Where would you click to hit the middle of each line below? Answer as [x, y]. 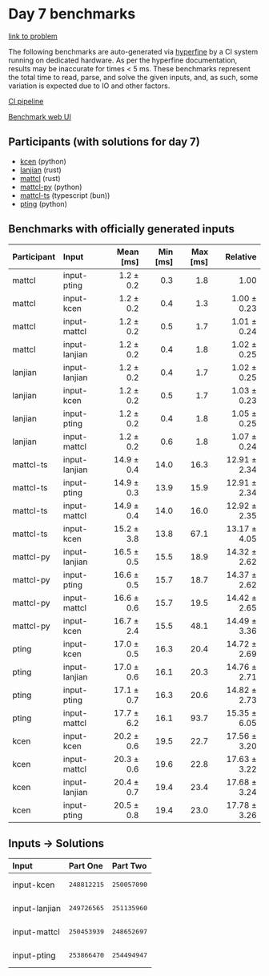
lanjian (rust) [40, 170]
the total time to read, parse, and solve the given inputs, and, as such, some [133, 77]
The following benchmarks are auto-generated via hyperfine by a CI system [133, 51]
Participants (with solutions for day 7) [104, 142]
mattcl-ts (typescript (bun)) [65, 195]
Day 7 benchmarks [72, 14]
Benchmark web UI [40, 116]
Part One [86, 866]
